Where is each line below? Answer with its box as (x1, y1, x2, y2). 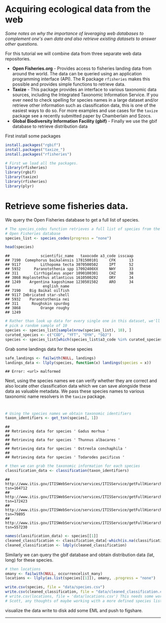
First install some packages (5, 133, 61, 139)
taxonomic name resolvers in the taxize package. (5, 394, 106, 399)
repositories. (5, 56, 31, 61)
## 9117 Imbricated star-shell (5, 292, 70, 298)
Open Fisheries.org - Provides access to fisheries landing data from (12, 65, 152, 71)
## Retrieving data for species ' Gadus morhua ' (5, 429, 110, 434)
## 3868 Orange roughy (5, 306, 70, 311)
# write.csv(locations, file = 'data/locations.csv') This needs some (5, 594, 154, 599)
